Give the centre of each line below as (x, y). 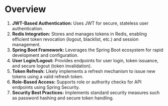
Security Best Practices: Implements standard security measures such (86, 92)
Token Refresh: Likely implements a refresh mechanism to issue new (83, 71)
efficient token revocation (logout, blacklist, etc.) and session (75, 39)
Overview (25, 9)
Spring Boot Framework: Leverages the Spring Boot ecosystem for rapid (88, 50)
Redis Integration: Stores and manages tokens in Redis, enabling (79, 34)
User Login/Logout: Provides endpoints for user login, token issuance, (85, 60)
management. (26, 44)
